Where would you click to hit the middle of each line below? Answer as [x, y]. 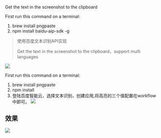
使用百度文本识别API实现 [42, 41]
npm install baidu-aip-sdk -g [41, 31]
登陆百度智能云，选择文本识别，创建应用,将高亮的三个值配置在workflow [84, 96]
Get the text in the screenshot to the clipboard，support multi [79, 51]
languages [28, 57]
